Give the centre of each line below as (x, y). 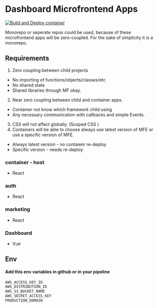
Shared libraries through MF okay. (47, 90)
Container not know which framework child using (62, 109)
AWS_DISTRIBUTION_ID (26, 287)
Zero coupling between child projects (50, 70)
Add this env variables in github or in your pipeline (58, 271)
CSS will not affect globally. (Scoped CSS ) (56, 124)
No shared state (29, 85)
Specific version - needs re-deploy (48, 150)
